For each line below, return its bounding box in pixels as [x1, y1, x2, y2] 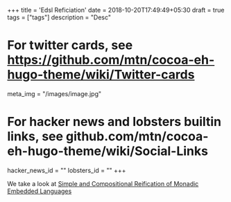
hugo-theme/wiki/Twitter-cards [7, 67, 195, 82]
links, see [7, 129, 64, 145]
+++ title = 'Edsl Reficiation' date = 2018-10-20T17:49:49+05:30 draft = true [7, 6, 225, 14]
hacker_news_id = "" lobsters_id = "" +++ [7, 166, 126, 174]
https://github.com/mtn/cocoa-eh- [7, 52, 215, 68]
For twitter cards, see [7, 37, 133, 53]
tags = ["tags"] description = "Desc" [7, 13, 112, 21]
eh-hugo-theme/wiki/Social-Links [7, 143, 208, 159]
